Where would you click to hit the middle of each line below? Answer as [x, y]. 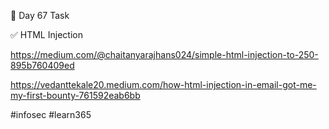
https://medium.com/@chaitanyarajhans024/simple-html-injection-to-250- [164, 54]
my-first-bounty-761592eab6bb [75, 95]
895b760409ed [42, 65]
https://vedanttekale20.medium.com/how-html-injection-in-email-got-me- [163, 84]
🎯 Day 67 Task [40, 15]
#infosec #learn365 [51, 114]
